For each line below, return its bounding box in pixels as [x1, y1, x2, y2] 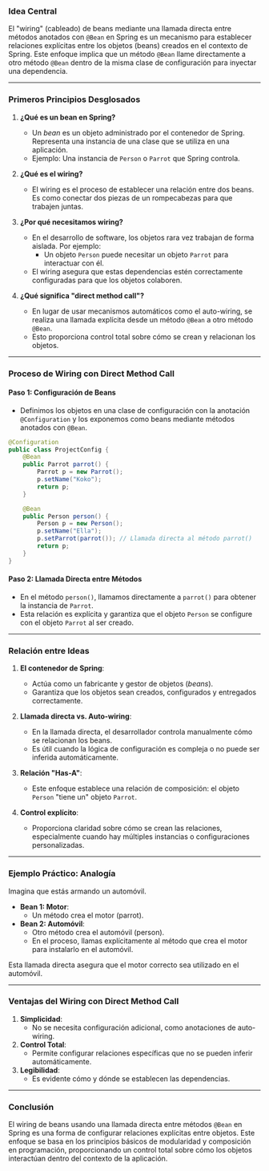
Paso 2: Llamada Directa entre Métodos [8, 574, 143, 584]
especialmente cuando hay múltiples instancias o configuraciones [31, 832, 250, 841]
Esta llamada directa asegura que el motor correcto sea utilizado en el [8, 960, 239, 970]
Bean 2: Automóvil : [19, 918, 86, 928]
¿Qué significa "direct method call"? [19, 290, 144, 300]
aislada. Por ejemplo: [31, 241, 102, 250]
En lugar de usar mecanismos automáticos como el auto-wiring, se [31, 306, 253, 316]
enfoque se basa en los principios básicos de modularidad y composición [8, 1137, 251, 1146]
